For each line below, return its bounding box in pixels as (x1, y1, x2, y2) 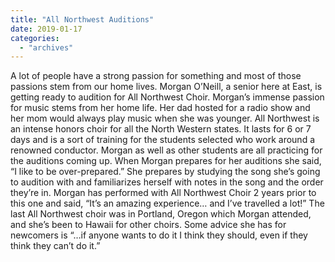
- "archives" (19, 42, 74, 53)
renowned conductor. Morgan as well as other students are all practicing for (10, 144, 323, 156)
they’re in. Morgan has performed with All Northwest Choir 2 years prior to (10, 187, 317, 199)
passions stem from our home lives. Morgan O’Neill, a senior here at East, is (10, 81, 323, 93)
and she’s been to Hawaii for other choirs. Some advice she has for (10, 219, 287, 231)
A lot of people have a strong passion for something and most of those (10, 70, 302, 82)
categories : (10, 33, 60, 43)
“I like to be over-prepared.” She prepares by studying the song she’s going (10, 166, 321, 178)
